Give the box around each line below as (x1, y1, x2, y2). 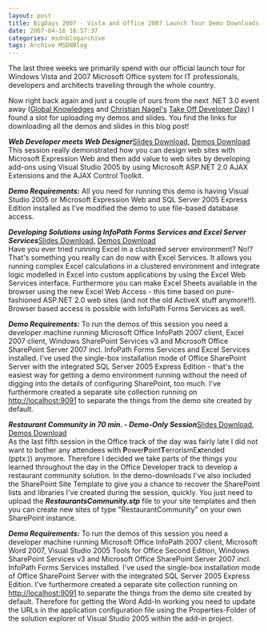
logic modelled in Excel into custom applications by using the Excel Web (8, 270, 246, 280)
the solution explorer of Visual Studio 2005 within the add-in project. (8, 613, 234, 624)
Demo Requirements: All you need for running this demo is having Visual (8, 186, 250, 196)
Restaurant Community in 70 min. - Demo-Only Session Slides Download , (8, 420, 254, 429)
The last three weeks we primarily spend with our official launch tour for (8, 63, 246, 73)
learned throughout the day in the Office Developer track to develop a (8, 462, 238, 472)
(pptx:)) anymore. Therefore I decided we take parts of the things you (8, 453, 238, 464)
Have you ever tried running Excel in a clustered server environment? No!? (8, 245, 254, 254)
